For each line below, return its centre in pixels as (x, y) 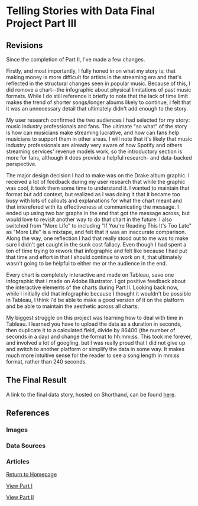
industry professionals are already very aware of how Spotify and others (94, 145)
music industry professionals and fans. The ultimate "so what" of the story (97, 126)
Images (17, 430)
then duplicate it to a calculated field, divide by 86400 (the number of (91, 330)
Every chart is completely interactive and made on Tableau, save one (90, 275)
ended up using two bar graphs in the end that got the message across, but (98, 213)
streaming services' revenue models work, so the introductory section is (94, 151)
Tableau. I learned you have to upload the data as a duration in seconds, (94, 324)
